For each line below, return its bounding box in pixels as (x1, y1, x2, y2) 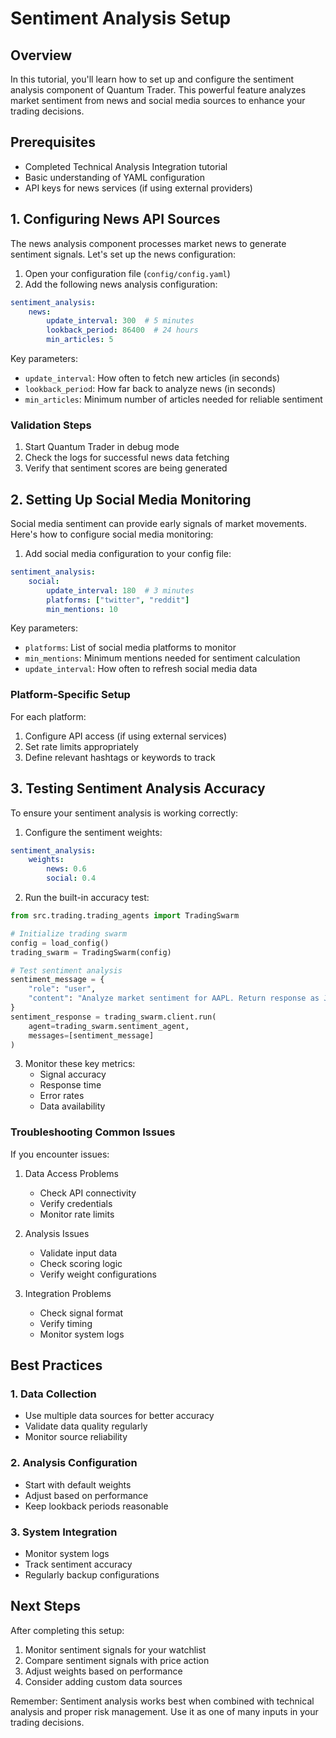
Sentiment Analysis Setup (10, 7, 232, 30)
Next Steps (10, 1598, 81, 1615)
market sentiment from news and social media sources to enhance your (10, 95, 306, 106)
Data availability (39, 1100, 106, 1112)
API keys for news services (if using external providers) (24, 182, 253, 194)
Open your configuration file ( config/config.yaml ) (24, 267, 231, 279)
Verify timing (39, 1317, 93, 1329)
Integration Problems (24, 1287, 112, 1299)
